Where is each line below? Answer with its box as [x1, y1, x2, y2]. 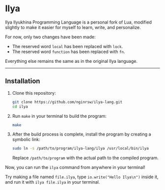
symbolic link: [12, 136, 40, 142]
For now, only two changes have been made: [5, 34, 96, 40]
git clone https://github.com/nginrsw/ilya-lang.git [12, 99, 123, 105]
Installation [5, 77, 40, 85]
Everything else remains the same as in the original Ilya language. [5, 58, 137, 64]
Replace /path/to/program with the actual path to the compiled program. [12, 155, 159, 161]
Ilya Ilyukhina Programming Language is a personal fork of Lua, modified [5, 19, 152, 25]
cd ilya [12, 104, 28, 109]
